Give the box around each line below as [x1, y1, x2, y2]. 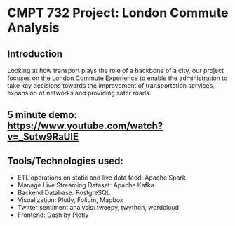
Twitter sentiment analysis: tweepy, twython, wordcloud [17, 204, 180, 212]
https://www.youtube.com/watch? [7, 120, 163, 132]
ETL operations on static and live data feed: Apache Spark [17, 173, 186, 182]
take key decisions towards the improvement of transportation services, [7, 81, 215, 89]
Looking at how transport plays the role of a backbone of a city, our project [7, 67, 224, 74]
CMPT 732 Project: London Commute [7, 5, 229, 21]
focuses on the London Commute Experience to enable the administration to [7, 74, 228, 82]
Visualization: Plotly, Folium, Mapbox [17, 196, 124, 204]
